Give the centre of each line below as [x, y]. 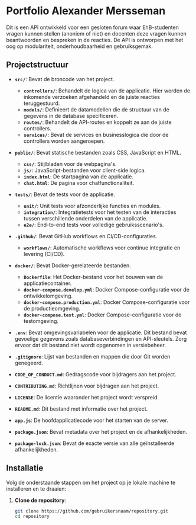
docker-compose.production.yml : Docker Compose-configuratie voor [107, 302]
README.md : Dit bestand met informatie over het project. [81, 409]
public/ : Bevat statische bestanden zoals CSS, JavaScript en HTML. [98, 152]
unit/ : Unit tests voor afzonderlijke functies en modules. [92, 206]
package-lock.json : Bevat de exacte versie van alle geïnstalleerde [94, 443]
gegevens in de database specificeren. [71, 116]
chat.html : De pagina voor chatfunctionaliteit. [79, 183]
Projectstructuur [37, 65]
